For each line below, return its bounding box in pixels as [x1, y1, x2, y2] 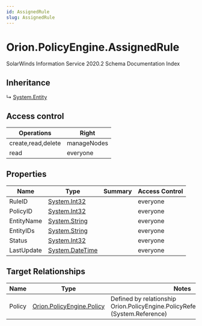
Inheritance [6, 78, 50, 88]
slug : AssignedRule [6, 14, 55, 20]
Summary [103, 187, 132, 195]
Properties [6, 169, 47, 179]
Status [9, 236, 28, 244]
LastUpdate [9, 246, 42, 254]
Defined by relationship [110, 294, 176, 303]
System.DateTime [47, 246, 98, 254]
